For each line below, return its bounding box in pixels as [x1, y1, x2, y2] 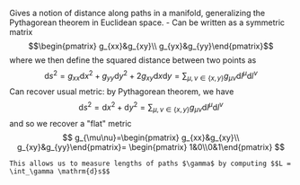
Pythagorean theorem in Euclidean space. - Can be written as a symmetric [9, 17, 286, 28]
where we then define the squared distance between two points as [9, 55, 257, 66]
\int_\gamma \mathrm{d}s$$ [9, 166, 110, 176]
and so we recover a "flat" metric [9, 118, 132, 128]
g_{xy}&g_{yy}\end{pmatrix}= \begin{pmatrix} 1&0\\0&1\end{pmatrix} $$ [16, 141, 286, 152]
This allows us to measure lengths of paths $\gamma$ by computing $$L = [9, 159, 292, 168]
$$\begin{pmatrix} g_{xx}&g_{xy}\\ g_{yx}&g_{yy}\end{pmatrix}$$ [28, 40, 274, 51]
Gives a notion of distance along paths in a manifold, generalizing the [9, 8, 266, 18]
